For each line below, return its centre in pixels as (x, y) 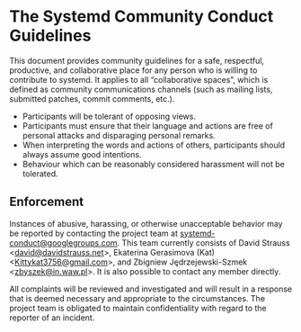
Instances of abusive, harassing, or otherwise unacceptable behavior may (146, 223)
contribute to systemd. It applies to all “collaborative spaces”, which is (139, 79)
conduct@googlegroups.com (64, 242)
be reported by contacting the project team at (93, 233)
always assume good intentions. (82, 154)
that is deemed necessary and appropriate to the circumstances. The (137, 298)
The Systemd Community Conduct (142, 17)
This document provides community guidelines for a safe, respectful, (137, 60)
